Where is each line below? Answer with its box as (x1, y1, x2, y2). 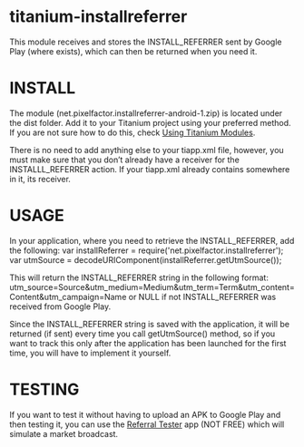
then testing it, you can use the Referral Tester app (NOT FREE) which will (9, 419, 285, 430)
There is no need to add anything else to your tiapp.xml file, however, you (9, 144, 284, 155)
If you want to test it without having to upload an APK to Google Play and (9, 409, 281, 420)
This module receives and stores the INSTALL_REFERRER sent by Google (9, 36, 282, 47)
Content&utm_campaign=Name (9, 291, 127, 302)
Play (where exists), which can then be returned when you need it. (9, 45, 258, 56)
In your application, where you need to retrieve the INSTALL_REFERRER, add (9, 235, 295, 246)
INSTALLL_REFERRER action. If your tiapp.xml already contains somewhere (9, 163, 290, 174)
